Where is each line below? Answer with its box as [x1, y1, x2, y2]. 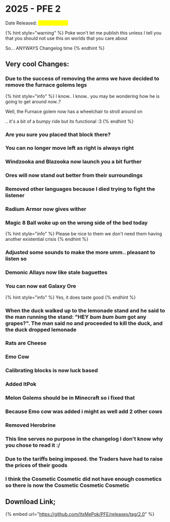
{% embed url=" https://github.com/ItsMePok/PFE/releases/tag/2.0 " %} [5, 511, 155, 517]
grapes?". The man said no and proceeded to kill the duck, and [5, 319, 163, 326]
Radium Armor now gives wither [5, 206, 87, 213]
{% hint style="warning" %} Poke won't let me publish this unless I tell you [5, 30, 162, 36]
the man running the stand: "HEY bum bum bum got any [5, 313, 147, 320]
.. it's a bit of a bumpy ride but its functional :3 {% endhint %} [5, 118, 134, 124]
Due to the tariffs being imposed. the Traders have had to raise [5, 455, 163, 462]
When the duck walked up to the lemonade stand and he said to [5, 307, 165, 314]
